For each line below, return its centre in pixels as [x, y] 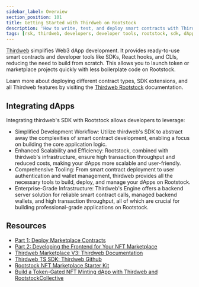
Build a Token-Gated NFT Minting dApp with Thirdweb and [86, 272]
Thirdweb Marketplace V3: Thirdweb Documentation [79, 253]
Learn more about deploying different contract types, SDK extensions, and [97, 81]
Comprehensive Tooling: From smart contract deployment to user [94, 169]
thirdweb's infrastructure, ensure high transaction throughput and [95, 157]
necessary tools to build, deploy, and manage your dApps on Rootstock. [102, 182]
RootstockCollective [39, 278]
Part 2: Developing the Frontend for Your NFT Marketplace [86, 246]
